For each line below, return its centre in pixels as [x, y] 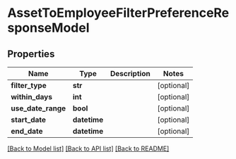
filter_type [29, 85]
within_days [32, 97]
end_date [27, 131]
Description [130, 74]
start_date [29, 120]
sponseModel [48, 28]
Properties [31, 54]
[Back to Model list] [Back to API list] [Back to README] [88, 148]
